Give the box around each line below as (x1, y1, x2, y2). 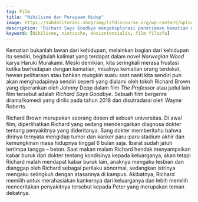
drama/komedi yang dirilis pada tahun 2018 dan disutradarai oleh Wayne (6, 97, 182, 104)
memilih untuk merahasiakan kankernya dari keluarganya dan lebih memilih (6, 177, 189, 184)
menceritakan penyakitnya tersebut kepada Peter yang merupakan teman (6, 183, 184, 190)
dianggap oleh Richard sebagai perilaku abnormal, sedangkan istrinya (6, 164, 176, 171)
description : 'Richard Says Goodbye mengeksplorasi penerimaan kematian (6, 25, 189, 31)
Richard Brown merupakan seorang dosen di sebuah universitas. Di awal (6, 114, 182, 121)
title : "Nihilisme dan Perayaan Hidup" (6, 14, 104, 20)
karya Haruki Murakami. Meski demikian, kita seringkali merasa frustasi (6, 59, 179, 67)
